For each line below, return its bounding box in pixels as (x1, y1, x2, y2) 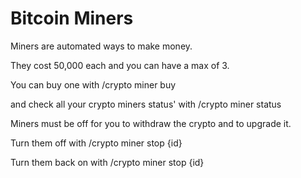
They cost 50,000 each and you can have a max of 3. (10, 59, 230, 71)
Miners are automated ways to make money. (10, 40, 193, 52)
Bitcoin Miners (10, 7, 134, 30)
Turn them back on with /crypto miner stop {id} (10, 156, 205, 168)
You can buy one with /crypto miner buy (10, 78, 177, 91)
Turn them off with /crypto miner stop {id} (10, 137, 183, 149)
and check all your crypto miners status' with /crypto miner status (10, 98, 282, 110)
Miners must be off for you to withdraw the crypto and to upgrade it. (10, 117, 292, 129)
